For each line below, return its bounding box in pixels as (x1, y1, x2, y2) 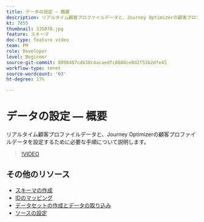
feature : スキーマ (6, 31, 50, 38)
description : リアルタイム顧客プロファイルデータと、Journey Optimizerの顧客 (6, 15, 187, 21)
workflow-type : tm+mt (6, 65, 61, 71)
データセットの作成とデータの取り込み (15, 201, 111, 209)
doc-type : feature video (6, 37, 69, 43)
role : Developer (6, 48, 47, 54)
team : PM (6, 43, 29, 49)
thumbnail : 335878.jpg (6, 25, 64, 32)
